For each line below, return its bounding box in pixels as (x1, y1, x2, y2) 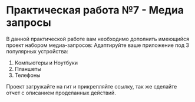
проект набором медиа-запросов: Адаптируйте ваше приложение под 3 (6, 42, 190, 49)
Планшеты (14, 65, 41, 72)
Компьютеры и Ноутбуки (14, 59, 78, 66)
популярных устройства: (6, 47, 69, 55)
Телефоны (14, 72, 41, 79)
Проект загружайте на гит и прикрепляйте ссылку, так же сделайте (6, 83, 177, 90)
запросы (6, 16, 51, 29)
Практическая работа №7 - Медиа (6, 4, 184, 17)
